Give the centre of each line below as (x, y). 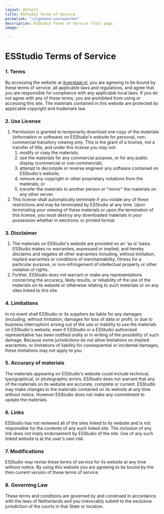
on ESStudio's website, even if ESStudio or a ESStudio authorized (71, 329)
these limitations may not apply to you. (44, 350)
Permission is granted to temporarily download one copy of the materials (86, 132)
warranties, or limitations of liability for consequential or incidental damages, (82, 345)
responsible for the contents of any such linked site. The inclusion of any (78, 428)
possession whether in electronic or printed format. (64, 220)
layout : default (22, 10)
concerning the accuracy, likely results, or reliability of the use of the (81, 280)
